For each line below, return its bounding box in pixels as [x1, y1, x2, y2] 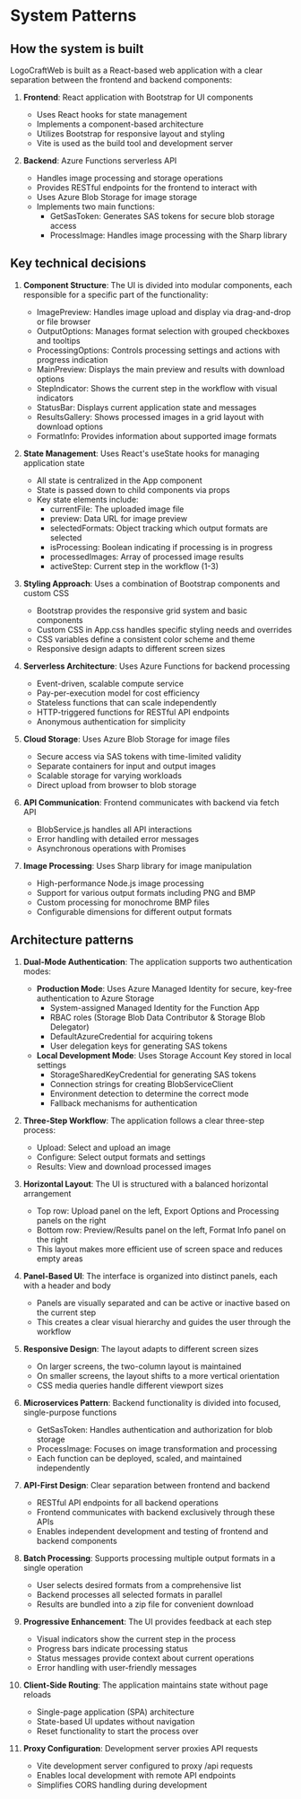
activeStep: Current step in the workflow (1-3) [49, 560, 219, 571]
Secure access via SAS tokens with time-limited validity [36, 750, 242, 761]
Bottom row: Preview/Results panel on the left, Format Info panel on [36, 1224, 286, 1235]
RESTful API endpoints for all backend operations [36, 1496, 219, 1508]
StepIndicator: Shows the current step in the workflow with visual [36, 382, 278, 393]
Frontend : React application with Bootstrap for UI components [22, 92, 254, 102]
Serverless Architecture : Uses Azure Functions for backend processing [22, 661, 290, 671]
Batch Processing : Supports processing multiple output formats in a [22, 1552, 276, 1563]
